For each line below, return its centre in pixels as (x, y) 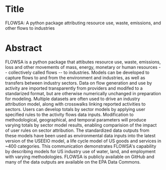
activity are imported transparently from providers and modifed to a (74, 88)
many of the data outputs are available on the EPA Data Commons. (73, 162)
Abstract (24, 48)
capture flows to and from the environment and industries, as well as (75, 77)
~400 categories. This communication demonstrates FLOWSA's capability (81, 146)
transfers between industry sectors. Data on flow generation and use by (79, 83)
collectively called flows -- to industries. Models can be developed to (79, 72)
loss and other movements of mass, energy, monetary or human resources (81, 67)
